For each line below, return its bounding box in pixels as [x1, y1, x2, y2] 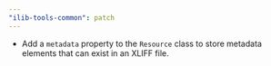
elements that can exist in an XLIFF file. [21, 47, 169, 59]
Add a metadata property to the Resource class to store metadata [21, 38, 263, 49]
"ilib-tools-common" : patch [8, 13, 115, 23]
